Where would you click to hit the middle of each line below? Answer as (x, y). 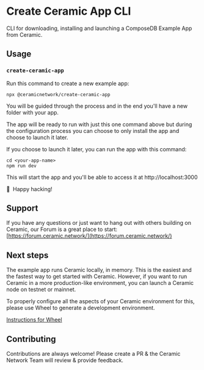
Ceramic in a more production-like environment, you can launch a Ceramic (100, 283)
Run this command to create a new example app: (68, 83)
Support (22, 209)
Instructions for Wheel (34, 320)
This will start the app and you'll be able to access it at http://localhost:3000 (102, 177)
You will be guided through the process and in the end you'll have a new (97, 106)
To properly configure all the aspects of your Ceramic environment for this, (100, 301)
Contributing (31, 339)
